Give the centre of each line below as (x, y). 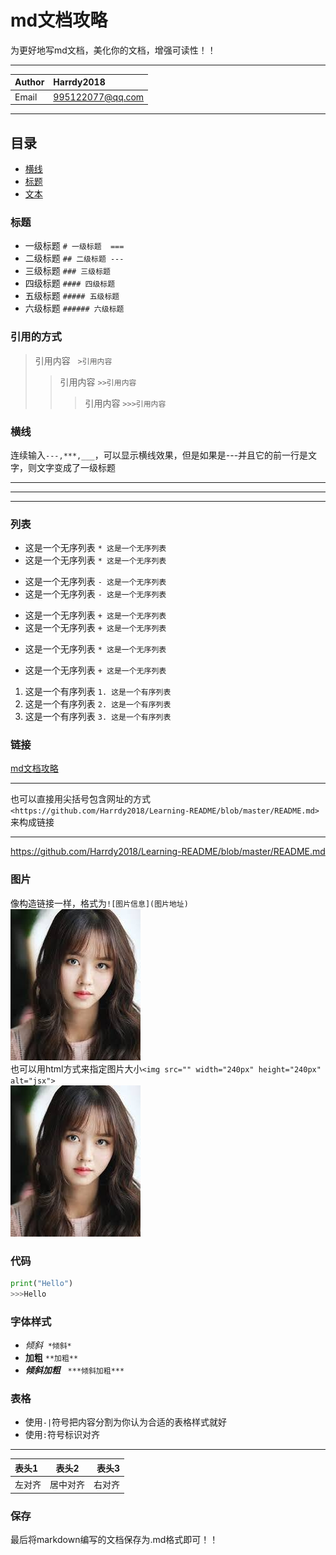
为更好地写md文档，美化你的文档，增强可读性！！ (113, 50)
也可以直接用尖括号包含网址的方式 (80, 799)
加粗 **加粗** (51, 1358)
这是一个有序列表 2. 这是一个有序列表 (98, 704)
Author (29, 82)
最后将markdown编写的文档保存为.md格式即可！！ (114, 1539)
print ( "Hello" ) (42, 1284)
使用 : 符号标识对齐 (62, 1435)
